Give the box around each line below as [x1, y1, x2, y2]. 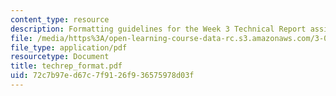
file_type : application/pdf [10, 42, 128, 53]
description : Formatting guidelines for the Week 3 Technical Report [10, 24, 307, 34]
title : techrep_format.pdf [10, 61, 123, 71]
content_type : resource [10, 14, 110, 25]
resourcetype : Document [10, 52, 110, 62]
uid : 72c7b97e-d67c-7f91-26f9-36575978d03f [10, 71, 195, 81]
